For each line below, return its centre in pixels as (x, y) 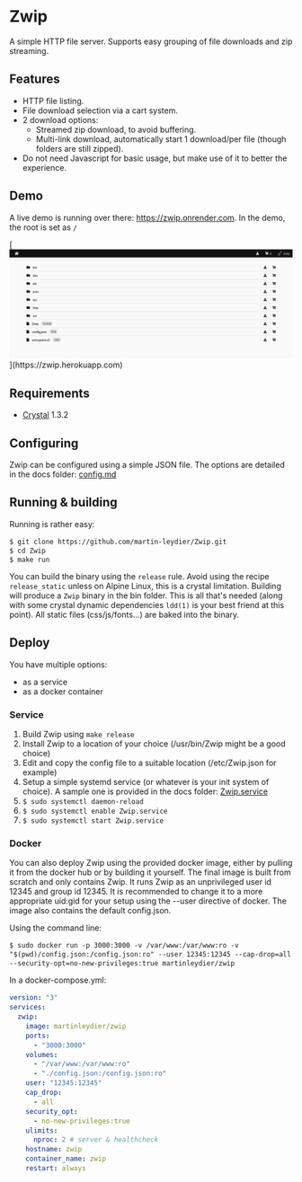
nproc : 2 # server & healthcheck (96, 1140)
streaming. (29, 50)
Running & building (64, 503)
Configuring (44, 443)
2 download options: (60, 119)
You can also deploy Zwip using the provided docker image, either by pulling (151, 863)
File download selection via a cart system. (100, 110)
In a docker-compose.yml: (58, 980)
